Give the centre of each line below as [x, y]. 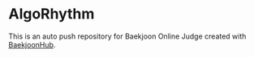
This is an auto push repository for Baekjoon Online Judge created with [127, 36]
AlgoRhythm [52, 14]
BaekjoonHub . [32, 44]
